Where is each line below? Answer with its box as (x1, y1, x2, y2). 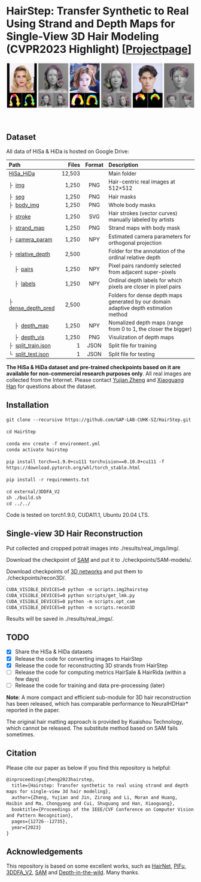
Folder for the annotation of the (108, 247, 185, 254)
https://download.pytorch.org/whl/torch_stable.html (6, 465, 141, 471)
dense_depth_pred (8, 304, 55, 311)
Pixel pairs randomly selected (108, 262, 181, 269)
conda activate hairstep (6, 447, 68, 453)
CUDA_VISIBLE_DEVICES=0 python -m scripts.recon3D (6, 604, 135, 610)
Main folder (108, 170, 137, 177)
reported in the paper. (6, 706, 60, 714)
